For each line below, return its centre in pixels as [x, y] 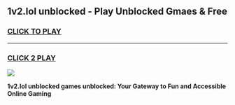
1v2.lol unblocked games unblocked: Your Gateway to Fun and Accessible [116, 86]
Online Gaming [29, 93]
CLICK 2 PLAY [31, 57]
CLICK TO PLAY [34, 31]
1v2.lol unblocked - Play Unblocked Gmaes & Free [117, 12]
